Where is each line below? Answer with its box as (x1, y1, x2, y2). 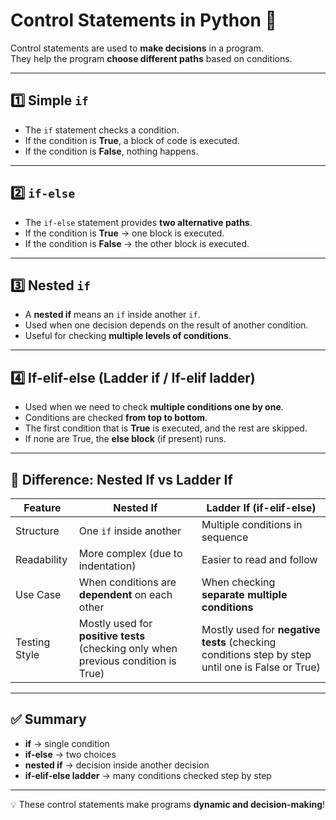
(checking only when (78, 642, 178, 655)
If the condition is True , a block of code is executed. (24, 134, 240, 146)
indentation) (78, 559, 137, 573)
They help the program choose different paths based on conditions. (10, 52, 293, 64)
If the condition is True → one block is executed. (24, 227, 225, 239)
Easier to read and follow (201, 553, 318, 566)
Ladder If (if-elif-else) (206, 501, 317, 514)
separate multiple (201, 588, 288, 601)
